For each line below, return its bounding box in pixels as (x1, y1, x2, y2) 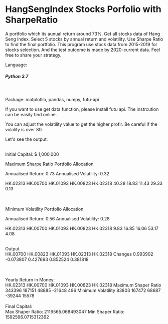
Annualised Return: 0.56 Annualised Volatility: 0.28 (5, 215, 110, 221)
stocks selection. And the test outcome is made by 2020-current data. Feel (5, 47, 160, 53)
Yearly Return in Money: (5, 276, 55, 282)
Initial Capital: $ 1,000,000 (5, 151, 59, 157)
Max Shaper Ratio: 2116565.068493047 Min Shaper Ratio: (5, 308, 125, 314)
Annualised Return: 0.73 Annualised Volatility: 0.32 (5, 170, 109, 176)
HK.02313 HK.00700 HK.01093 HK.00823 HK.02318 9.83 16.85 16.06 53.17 (5, 225, 159, 231)
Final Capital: (5, 303, 33, 309)
